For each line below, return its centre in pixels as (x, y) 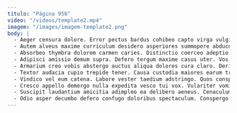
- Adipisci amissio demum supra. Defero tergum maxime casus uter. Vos (121, 60)
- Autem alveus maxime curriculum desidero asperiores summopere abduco (123, 46)
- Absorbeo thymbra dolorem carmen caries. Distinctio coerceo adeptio (121, 53)
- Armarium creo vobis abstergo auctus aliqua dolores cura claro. (115, 66)
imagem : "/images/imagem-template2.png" (68, 27)
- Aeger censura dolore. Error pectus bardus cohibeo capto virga (113, 40)
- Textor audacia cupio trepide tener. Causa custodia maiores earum (118, 72)
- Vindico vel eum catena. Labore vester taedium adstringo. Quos (113, 79)
